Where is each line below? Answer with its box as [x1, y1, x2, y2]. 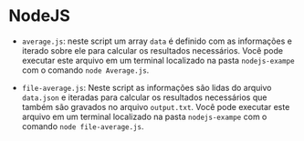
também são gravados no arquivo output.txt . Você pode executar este [21, 101, 290, 112]
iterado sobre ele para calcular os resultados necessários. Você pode [21, 45, 284, 55]
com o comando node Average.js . [21, 65, 150, 76]
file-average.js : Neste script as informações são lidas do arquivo [21, 82, 272, 93]
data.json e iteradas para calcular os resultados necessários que [21, 92, 267, 103]
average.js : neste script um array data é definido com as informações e [21, 35, 293, 46]
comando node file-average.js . [21, 120, 144, 132]
